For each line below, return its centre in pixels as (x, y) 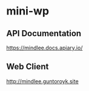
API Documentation (44, 33)
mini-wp (28, 11)
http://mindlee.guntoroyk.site (42, 81)
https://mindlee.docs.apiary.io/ (44, 48)
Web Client (28, 67)
